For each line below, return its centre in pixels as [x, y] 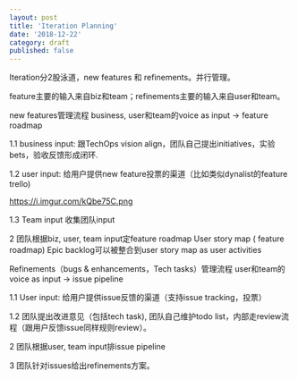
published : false [42, 51]
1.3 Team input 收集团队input [62, 220]
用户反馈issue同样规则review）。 [92, 328]
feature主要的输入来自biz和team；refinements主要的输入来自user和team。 [147, 97]
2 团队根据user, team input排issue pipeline [88, 347]
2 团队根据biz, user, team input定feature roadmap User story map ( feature [147, 239]
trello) [20, 184]
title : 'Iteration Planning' [64, 26]
